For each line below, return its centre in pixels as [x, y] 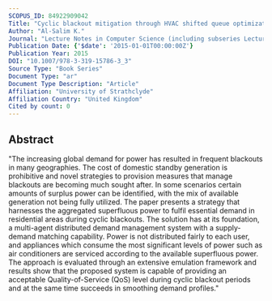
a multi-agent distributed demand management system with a [111, 227]
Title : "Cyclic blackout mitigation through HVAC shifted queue [119, 24]
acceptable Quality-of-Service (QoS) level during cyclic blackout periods [130, 279]
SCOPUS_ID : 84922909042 [49, 16]
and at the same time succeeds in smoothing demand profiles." [114, 288]
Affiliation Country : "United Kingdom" [76, 99]
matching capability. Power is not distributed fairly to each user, [144, 236]
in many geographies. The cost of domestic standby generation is [118, 167]
